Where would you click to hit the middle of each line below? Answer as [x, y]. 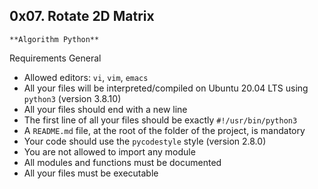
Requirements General [55, 58]
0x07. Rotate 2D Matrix [82, 16]
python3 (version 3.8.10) [72, 98]
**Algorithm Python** [54, 39]
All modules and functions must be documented [122, 162]
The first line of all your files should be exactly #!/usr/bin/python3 [160, 120]
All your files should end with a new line [105, 109]
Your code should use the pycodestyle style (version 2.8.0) [145, 141]
